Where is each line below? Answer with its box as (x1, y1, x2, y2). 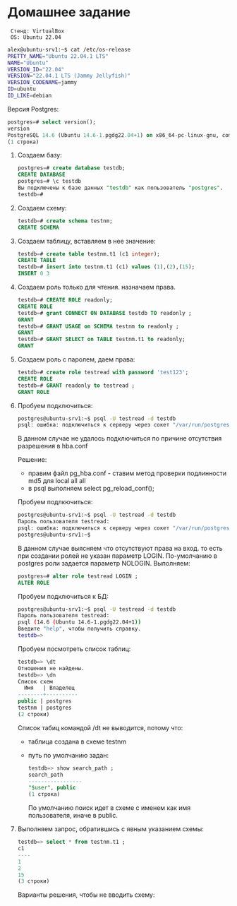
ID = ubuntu (7, 85, 37, 93)
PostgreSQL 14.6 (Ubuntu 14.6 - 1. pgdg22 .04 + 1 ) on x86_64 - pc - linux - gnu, (7, 131, 219, 138)
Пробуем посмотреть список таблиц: (17, 644, 131, 653)
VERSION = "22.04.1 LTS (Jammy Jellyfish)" (7, 72, 131, 80)
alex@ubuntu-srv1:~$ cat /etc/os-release (7, 46, 131, 53)
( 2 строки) (17, 710, 50, 717)
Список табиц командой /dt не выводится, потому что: (17, 723, 183, 732)
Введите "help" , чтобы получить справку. (17, 626, 142, 633)
